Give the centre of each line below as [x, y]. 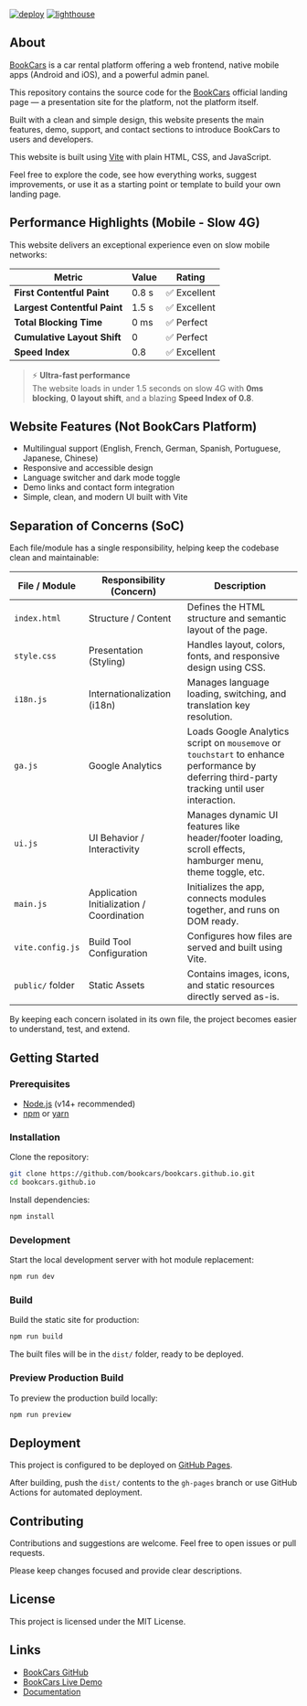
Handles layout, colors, [236, 645]
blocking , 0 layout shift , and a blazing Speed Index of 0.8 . [143, 398]
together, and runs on [233, 910]
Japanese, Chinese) [60, 458]
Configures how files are [239, 936]
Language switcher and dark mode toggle [101, 478]
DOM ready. [213, 922]
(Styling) [107, 662]
